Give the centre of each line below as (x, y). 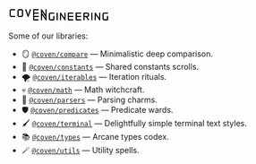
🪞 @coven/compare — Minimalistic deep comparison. (117, 54)
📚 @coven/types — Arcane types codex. (95, 137)
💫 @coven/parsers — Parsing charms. (89, 99)
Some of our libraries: (48, 36)
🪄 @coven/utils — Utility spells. (80, 150)
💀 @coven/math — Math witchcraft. (83, 90)
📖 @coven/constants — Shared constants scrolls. (110, 67)
